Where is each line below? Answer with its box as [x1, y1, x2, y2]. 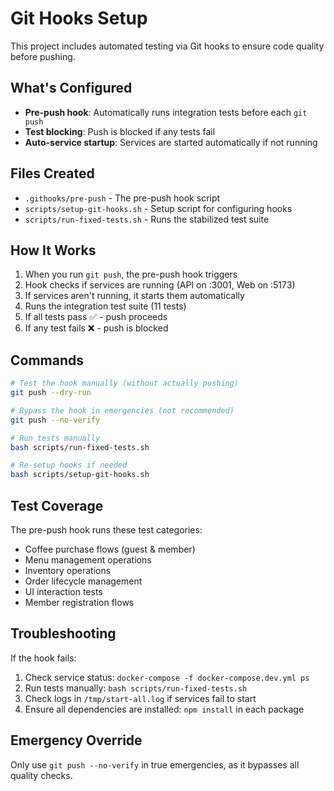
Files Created [10, 165, 95, 182]
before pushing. [10, 50, 76, 62]
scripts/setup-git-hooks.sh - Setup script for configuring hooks [24, 202, 293, 214]
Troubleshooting [10, 625, 117, 642]
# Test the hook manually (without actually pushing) [10, 378, 240, 389]
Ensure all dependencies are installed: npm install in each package [24, 703, 305, 715]
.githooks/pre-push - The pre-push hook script [24, 192, 221, 204]
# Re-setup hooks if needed [10, 460, 128, 471]
